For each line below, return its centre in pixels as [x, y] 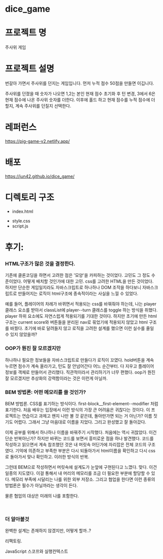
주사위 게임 [16, 47]
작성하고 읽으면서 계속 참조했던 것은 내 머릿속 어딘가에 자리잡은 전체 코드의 [76, 444]
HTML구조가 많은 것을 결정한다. [40, 264]
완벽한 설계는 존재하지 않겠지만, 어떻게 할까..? [48, 531]
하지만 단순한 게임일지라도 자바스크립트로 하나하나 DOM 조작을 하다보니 [73, 288]
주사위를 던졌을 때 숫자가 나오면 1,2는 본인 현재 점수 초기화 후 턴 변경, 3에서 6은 [80, 94]
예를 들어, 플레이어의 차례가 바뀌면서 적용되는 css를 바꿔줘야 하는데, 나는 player [81, 304]
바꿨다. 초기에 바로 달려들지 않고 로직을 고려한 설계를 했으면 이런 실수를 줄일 [82, 329]
